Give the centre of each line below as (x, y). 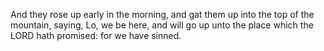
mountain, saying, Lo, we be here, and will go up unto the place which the (162, 25)
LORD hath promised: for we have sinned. (96, 35)
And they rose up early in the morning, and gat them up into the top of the (162, 14)
